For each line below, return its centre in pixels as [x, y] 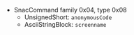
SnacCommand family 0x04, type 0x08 [70, 10]
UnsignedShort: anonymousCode [68, 17]
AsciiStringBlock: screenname [65, 24]
